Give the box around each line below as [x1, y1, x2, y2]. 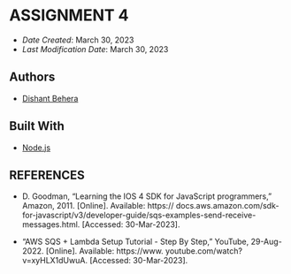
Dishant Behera [21, 93, 79, 103]
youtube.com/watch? [165, 246, 243, 256]
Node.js [21, 142, 51, 153]
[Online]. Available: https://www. [45, 246, 164, 256]
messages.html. [21, 219, 80, 230]
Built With [9, 118, 65, 133]
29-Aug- [250, 236, 283, 247]
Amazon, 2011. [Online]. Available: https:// [21, 201, 174, 211]
